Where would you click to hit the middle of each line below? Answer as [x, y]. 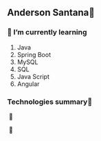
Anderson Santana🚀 [51, 13]
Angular [28, 84]
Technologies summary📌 [50, 102]
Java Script [33, 76]
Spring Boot [34, 54]
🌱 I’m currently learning [47, 32]
